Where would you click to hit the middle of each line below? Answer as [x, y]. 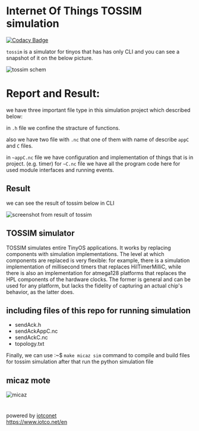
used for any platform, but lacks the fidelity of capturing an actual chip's [94, 285]
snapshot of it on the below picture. [50, 58]
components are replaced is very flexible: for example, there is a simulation [98, 260]
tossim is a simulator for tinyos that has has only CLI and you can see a [93, 51]
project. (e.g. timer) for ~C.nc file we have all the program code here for [93, 163]
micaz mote [28, 380]
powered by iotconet [31, 416]
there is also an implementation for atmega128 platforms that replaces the [96, 273]
